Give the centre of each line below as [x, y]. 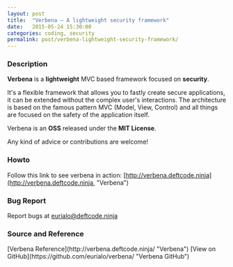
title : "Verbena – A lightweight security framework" [88, 20]
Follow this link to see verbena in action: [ [67, 175]
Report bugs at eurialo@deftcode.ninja [63, 216]
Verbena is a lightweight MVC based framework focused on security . [108, 79]
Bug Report [27, 201]
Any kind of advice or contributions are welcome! [78, 142]
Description [27, 64]
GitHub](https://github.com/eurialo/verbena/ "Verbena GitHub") [98, 257]
